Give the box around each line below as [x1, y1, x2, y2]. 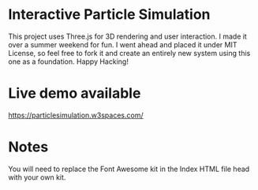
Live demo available [8, 84, 141, 102]
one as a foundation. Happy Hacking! [8, 57, 129, 66]
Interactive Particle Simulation [8, 6, 211, 24]
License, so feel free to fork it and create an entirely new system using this [8, 48, 251, 58]
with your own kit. [8, 172, 66, 182]
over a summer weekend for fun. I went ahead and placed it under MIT [8, 39, 238, 49]
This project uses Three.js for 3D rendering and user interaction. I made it [8, 32, 247, 41]
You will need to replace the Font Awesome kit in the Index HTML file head [8, 164, 250, 173]
